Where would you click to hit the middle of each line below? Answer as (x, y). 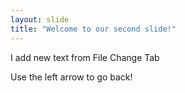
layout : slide (40, 19)
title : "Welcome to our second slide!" (93, 29)
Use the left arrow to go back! (71, 77)
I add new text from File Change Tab (85, 57)
